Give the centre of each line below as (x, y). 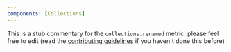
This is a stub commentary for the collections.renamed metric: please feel (113, 33)
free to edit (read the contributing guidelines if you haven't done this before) (116, 41)
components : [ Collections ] (46, 14)
